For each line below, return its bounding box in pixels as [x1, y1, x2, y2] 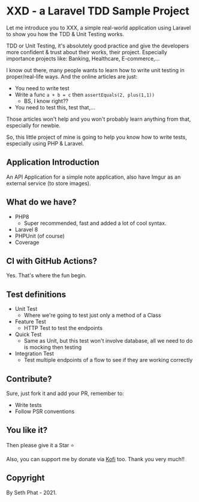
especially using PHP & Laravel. [6, 139, 85, 147]
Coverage [14, 239, 40, 246]
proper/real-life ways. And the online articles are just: [6, 73, 138, 80]
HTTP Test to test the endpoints [23, 325, 103, 332]
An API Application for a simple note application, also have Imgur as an [6, 173, 181, 180]
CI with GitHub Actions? [6, 256, 98, 266]
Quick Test [14, 331, 42, 338]
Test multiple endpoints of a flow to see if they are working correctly [23, 357, 193, 364]
